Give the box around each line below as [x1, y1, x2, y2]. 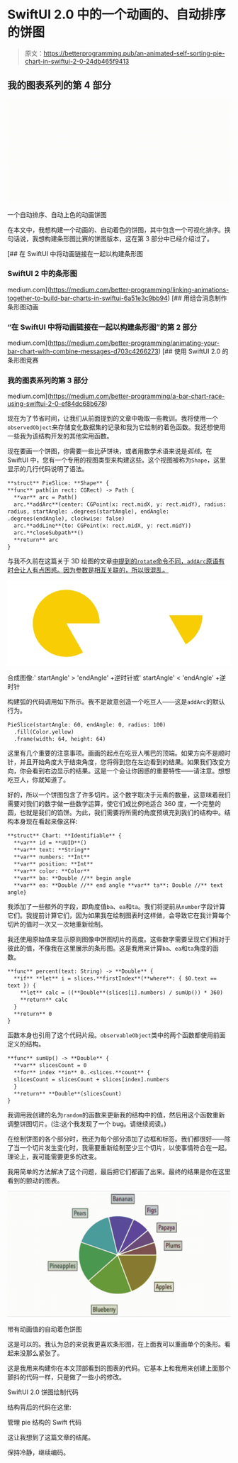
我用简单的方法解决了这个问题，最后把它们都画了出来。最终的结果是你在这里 [7, 1168, 231, 1176]
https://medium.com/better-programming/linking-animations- [49, 285, 229, 294]
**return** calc [20, 996, 69, 1004]
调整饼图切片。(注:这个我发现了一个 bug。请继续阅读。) [7, 1120, 166, 1128]
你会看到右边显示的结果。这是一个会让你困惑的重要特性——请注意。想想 [19, 767, 231, 775]
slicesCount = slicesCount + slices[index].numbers [13, 1076, 170, 1083]
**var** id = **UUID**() [13, 839, 87, 846]
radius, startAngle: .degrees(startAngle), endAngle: [7, 508, 170, 515]
